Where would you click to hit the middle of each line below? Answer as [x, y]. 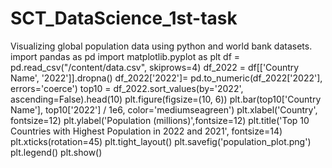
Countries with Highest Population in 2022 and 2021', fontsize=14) [146, 131]
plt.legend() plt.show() [56, 152]
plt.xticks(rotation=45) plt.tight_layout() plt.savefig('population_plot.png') [161, 141]
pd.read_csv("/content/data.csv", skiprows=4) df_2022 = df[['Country [155, 67]
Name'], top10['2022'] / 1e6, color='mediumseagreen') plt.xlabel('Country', [164, 109]
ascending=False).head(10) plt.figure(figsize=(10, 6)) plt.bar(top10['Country [166, 99]
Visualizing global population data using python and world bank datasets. [161, 46]
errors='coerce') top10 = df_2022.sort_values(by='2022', [127, 88]
